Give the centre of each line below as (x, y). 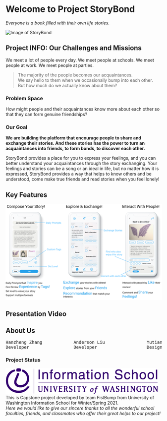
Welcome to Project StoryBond (70, 9)
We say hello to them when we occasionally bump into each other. (85, 80)
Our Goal (17, 127)
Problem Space (25, 98)
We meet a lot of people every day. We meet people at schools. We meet (80, 60)
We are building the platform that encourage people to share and (74, 138)
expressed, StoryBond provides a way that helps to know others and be (79, 174)
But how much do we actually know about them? (67, 85)
